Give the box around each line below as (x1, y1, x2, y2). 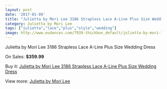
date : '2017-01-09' (5, 12, 46, 17)
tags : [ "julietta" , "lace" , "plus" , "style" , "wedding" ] (5, 26, 117, 31)
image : (5, 30, 19, 35)
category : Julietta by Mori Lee (5, 21, 72, 26)
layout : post (5, 7, 32, 12)
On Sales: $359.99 (5, 54, 44, 60)
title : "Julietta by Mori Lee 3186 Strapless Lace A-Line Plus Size (5, 16, 150, 21)
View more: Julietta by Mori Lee (5, 78, 71, 84)
